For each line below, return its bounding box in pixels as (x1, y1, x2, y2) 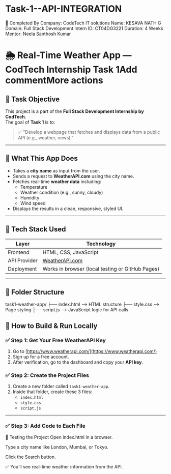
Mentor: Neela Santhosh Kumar (5, 31, 71, 37)
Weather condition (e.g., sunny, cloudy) (20, 189, 103, 195)
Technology (86, 240, 116, 247)
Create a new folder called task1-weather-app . (12, 383, 109, 390)
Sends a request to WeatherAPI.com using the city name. (12, 173, 134, 179)
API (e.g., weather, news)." (17, 134, 74, 140)
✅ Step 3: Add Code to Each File (5, 423, 85, 430)
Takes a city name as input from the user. (12, 167, 100, 173)
